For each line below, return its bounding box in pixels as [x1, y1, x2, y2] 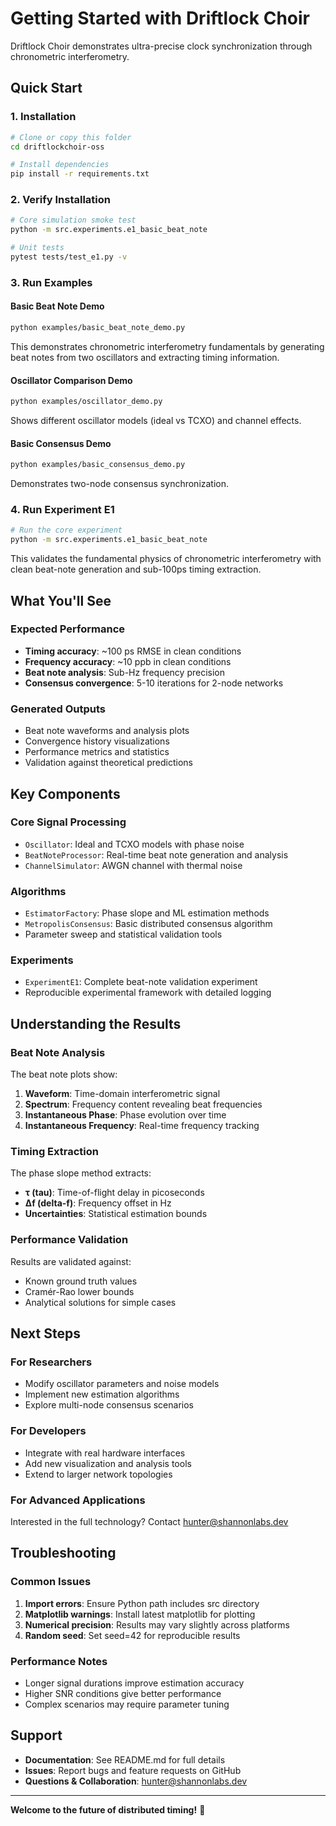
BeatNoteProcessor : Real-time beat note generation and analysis [24, 848, 289, 861]
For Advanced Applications [10, 1493, 146, 1507]
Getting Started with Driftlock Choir [10, 7, 310, 30]
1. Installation [10, 110, 77, 124]
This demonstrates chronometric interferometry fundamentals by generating [10, 340, 325, 352]
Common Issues [10, 1575, 92, 1589]
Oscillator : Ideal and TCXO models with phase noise [24, 838, 245, 850]
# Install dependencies [10, 160, 110, 170]
